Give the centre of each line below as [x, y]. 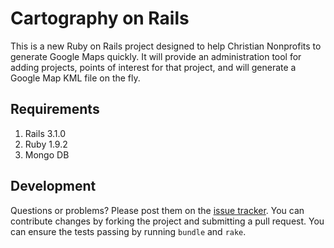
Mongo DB [47, 154]
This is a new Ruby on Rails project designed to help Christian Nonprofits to [166, 46]
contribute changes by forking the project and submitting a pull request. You [167, 221]
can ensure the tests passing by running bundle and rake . [128, 231]
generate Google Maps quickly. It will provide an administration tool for [156, 56]
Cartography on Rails [100, 18]
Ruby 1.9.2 [46, 144]
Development [53, 186]
